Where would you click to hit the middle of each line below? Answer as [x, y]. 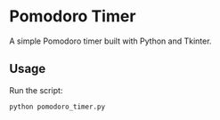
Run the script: [36, 90]
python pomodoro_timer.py [57, 107]
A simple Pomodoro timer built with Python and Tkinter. [110, 41]
